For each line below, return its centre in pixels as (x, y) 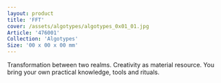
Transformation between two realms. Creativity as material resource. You (111, 65)
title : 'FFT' (26, 20)
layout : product (30, 13)
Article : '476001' (33, 33)
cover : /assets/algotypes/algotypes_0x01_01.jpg (78, 26)
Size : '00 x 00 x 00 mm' (43, 45)
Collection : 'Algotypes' (43, 39)
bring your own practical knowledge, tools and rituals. (83, 72)
